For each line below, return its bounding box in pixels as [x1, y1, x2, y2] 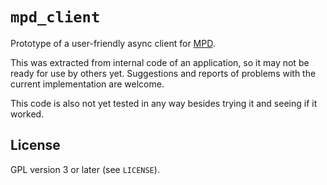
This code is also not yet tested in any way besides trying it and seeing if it [10, 97, 318, 109]
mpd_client [10, 8, 101, 27]
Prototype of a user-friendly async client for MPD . [10, 37, 216, 49]
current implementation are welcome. [10, 78, 165, 90]
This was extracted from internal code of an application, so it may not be [10, 56, 310, 68]
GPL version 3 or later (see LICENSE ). [10, 163, 160, 175]
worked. [10, 108, 45, 120]
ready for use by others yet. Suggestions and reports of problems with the [10, 67, 317, 79]
